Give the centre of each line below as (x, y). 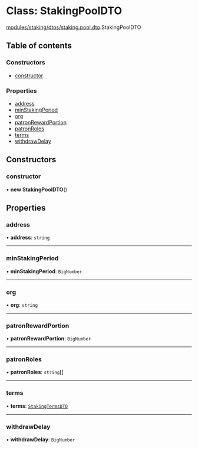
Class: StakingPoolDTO (64, 11)
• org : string (22, 304)
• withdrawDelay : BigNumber (41, 440)
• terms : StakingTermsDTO (37, 406)
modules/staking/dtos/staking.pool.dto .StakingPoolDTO (74, 27)
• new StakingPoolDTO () (37, 189)
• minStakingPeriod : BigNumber (44, 271)
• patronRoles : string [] (35, 372)
